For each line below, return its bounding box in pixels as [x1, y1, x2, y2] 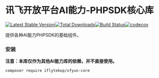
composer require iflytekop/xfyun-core [5, 68, 90, 73]
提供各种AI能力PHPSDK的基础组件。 [5, 32, 82, 38]
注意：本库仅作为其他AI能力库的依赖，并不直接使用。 [5, 58, 117, 64]
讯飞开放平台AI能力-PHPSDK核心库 [5, 5, 154, 16]
